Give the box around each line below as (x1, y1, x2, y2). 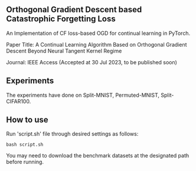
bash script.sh (6, 142, 44, 148)
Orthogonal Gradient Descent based (6, 5, 142, 15)
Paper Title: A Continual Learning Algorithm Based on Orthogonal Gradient (6, 41, 187, 48)
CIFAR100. (6, 97, 31, 105)
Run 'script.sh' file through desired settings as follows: (6, 130, 139, 137)
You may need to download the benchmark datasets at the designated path (6, 152, 190, 159)
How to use (6, 115, 48, 125)
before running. (6, 159, 44, 166)
